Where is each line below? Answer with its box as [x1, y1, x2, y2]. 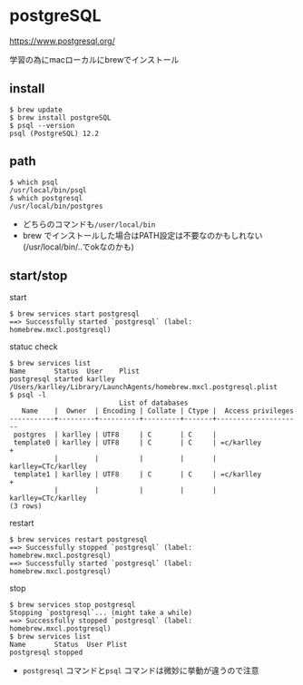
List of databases [119, 398, 189, 408]
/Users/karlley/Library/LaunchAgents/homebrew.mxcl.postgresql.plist [9, 383, 279, 392]
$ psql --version [9, 121, 75, 130]
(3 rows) [9, 502, 43, 511]
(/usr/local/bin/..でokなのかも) [22, 241, 134, 252]
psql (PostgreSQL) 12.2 [9, 129, 100, 138]
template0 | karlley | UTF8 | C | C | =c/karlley [13, 438, 261, 447]
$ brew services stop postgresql [9, 601, 136, 610]
